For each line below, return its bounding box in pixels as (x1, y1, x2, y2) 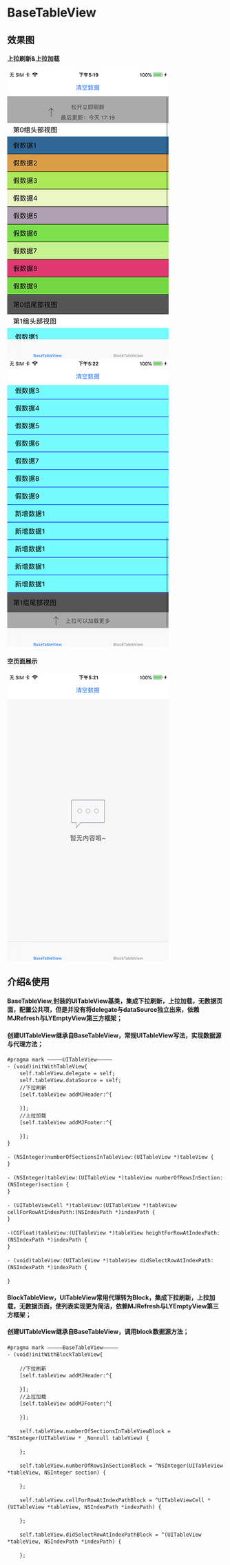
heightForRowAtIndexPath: (145, 1230, 220, 1237)
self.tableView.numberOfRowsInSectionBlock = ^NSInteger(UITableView (19, 1462, 224, 1469)
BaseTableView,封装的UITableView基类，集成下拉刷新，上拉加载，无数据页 (7, 997, 222, 1005)
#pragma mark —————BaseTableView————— (7, 1344, 118, 1351)
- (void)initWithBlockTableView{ (7, 1350, 103, 1358)
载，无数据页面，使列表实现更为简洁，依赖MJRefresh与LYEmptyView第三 (7, 1302, 219, 1310)
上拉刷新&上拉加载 (7, 54, 60, 63)
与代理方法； (7, 1039, 43, 1048)
